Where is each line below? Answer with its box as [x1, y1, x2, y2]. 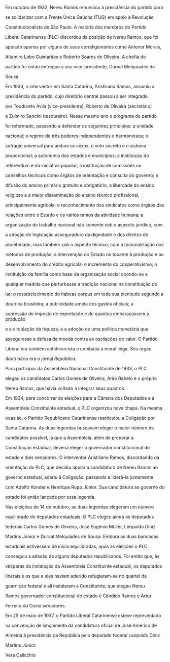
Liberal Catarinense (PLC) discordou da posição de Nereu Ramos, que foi [5, 34, 159, 40]
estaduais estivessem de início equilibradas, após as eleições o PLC [5, 543, 148, 549]
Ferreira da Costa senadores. [5, 603, 66, 608]
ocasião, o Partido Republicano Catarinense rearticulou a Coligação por [5, 415, 155, 421]
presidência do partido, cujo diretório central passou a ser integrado [5, 93, 148, 99]
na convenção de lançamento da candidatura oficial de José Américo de [5, 622, 157, 628]
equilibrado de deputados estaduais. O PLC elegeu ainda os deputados [5, 514, 154, 520]
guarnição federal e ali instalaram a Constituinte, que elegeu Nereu [5, 583, 146, 589]
